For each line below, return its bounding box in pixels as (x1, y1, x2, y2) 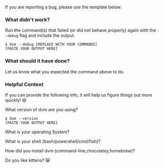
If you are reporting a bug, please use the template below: (5, 4, 122, 10)
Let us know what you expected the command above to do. (5, 68, 125, 75)
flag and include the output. (19, 33, 75, 39)
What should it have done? (5, 58, 70, 64)
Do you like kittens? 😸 (5, 157, 50, 163)
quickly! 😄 (5, 97, 27, 103)
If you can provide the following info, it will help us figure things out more (5, 92, 152, 98)
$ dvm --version (5, 116, 38, 121)
